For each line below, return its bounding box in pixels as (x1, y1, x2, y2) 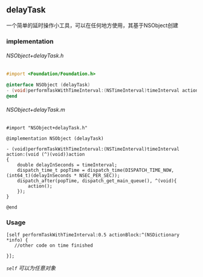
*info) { (6, 237, 28, 243)
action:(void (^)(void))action (6, 151, 85, 157)
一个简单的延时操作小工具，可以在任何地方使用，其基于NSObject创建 (6, 21, 178, 29)
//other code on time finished (14, 242, 94, 249)
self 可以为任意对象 (6, 264, 56, 272)
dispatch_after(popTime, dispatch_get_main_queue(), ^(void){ (17, 178, 177, 184)
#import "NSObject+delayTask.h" (6, 125, 88, 131)
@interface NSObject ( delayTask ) (6, 82, 91, 88)
